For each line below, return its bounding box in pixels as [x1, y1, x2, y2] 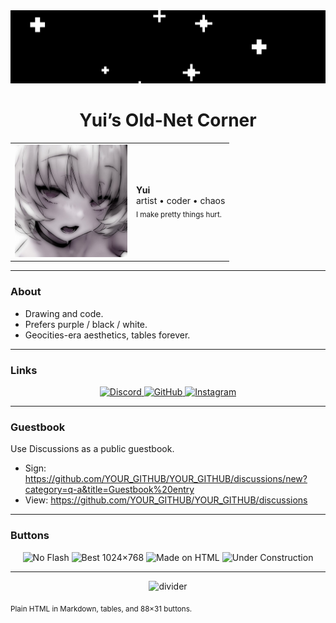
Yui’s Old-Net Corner [79, 109, 257, 132]
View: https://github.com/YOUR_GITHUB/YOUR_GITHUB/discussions [24, 494, 308, 506]
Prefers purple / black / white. [24, 318, 148, 330]
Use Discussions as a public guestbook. [10, 443, 175, 455]
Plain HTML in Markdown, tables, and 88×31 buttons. [10, 604, 193, 614]
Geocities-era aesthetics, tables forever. [24, 329, 191, 341]
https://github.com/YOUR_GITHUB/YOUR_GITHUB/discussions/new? [24, 473, 308, 485]
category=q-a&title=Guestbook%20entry [24, 484, 195, 496]
